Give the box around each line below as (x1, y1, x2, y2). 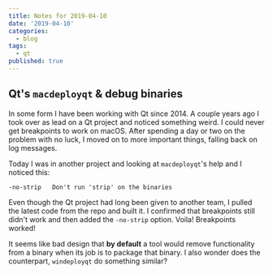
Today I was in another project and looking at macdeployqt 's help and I (8, 159, 242, 169)
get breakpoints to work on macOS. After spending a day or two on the (8, 126, 245, 135)
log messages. (8, 143, 58, 152)
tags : (8, 42, 27, 50)
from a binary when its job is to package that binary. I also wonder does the (8, 247, 261, 257)
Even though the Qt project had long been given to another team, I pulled (8, 197, 253, 207)
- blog (15, 34, 38, 43)
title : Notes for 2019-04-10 (8, 11, 107, 20)
